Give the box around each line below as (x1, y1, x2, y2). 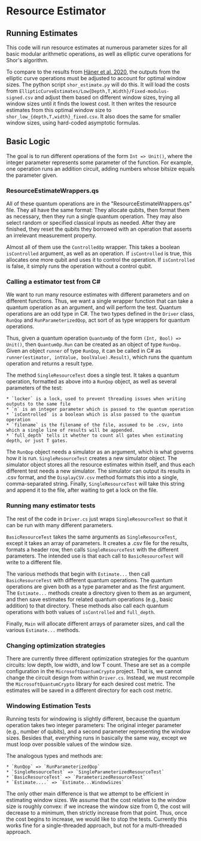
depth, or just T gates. (6, 438, 68, 444)
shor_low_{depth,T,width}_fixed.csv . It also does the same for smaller (6, 113, 181, 120)
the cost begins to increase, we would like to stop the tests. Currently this (6, 816, 187, 823)
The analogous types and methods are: (6, 752, 103, 760)
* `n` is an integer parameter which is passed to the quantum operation (6, 406, 194, 413)
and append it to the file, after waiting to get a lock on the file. (6, 486, 159, 494)
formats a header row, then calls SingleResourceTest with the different (6, 546, 179, 553)
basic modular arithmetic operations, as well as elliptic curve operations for (6, 50, 191, 58)
